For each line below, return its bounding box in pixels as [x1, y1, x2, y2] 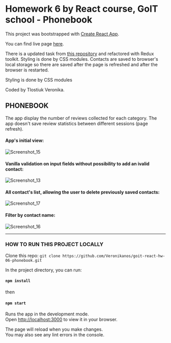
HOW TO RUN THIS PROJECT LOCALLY [5, 241, 104, 248]
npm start [5, 301, 26, 306]
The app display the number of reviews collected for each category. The [5, 115, 157, 121]
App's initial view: [5, 137, 44, 143]
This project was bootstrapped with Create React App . [5, 31, 120, 37]
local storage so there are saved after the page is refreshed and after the [5, 61, 158, 67]
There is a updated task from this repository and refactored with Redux [5, 51, 154, 57]
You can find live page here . [5, 40, 65, 46]
